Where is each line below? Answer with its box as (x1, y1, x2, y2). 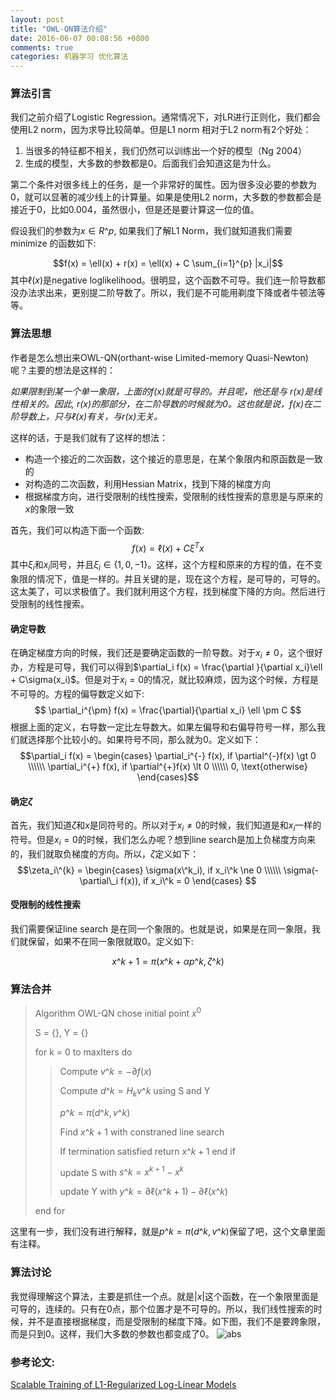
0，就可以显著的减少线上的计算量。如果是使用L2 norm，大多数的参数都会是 (10, 191, 322, 203)
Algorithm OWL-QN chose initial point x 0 (34, 1006, 202, 1019)
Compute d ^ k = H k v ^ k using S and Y (59, 1084, 211, 1099)
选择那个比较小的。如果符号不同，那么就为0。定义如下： (27, 733, 262, 745)
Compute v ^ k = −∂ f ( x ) (59, 1065, 152, 1077)
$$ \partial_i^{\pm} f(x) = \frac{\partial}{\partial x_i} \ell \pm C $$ (34, 704, 302, 716)
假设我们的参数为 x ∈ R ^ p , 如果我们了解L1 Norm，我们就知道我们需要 (10, 225, 293, 237)
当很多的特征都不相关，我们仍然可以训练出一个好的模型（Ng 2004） (24, 145, 308, 157)
